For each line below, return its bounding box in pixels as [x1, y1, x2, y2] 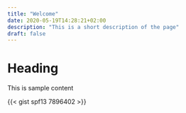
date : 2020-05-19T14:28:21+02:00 [7, 17, 106, 24]
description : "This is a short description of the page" [7, 23, 180, 30]
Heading [7, 61, 59, 76]
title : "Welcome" [7, 10, 59, 18]
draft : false [7, 30, 46, 37]
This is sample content [7, 84, 74, 93]
